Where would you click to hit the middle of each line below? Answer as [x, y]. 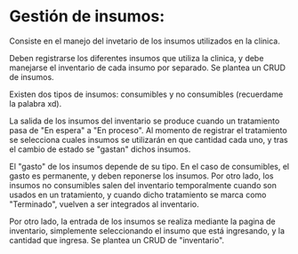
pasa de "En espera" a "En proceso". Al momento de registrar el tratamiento [148, 130]
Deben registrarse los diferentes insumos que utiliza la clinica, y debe [137, 58]
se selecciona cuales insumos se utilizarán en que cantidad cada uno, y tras [149, 139]
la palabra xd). [36, 103]
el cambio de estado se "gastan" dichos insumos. [100, 149]
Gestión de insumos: [87, 16]
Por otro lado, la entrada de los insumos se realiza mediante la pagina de [142, 221]
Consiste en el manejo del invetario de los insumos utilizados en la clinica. [145, 41]
